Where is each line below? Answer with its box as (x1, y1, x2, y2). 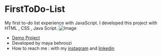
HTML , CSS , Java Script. (4, 25, 58, 31)
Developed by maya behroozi (11, 40, 72, 46)
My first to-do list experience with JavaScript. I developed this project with (4, 20, 158, 26)
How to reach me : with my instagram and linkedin (11, 45, 115, 51)
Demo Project (11, 35, 40, 41)
